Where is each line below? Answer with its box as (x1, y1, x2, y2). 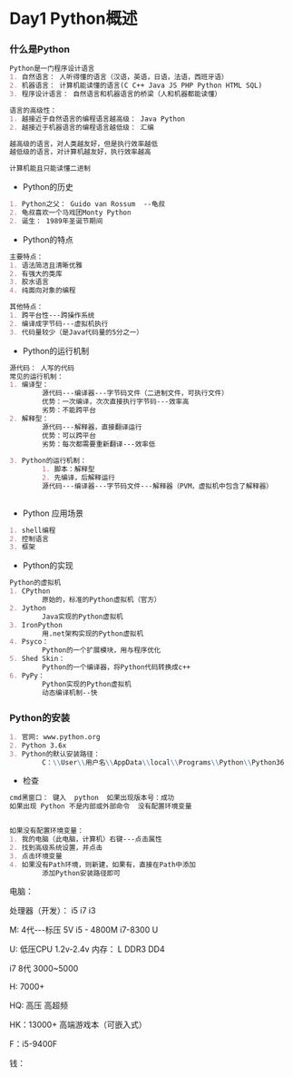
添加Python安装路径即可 (42, 868, 121, 877)
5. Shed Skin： (9, 655, 65, 664)
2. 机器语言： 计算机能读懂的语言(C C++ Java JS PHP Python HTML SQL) (9, 81, 263, 91)
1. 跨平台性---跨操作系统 (9, 311, 95, 321)
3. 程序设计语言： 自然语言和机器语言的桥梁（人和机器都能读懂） (9, 90, 222, 99)
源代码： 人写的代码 (9, 363, 75, 372)
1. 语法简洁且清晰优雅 (9, 261, 83, 270)
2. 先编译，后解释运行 (42, 473, 115, 482)
